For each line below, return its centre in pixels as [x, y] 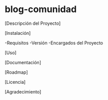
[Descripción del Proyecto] [33, 23]
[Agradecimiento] [23, 91]
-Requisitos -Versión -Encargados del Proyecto [54, 43]
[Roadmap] [16, 72]
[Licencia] [15, 82]
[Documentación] [23, 62]
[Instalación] [18, 33]
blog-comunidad [41, 9]
